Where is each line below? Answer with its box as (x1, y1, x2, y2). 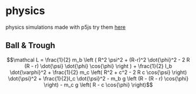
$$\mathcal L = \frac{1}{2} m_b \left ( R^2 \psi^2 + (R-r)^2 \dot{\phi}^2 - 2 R (6, 56, 190, 63)
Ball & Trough (5, 41, 55, 51)
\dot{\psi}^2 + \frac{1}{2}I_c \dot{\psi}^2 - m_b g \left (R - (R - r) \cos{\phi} (8, 75, 189, 82)
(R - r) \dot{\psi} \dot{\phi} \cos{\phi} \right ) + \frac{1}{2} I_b (24, 62, 172, 69)
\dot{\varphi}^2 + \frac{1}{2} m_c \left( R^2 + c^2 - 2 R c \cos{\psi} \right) (9, 69, 187, 76)
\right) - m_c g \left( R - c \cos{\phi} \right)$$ (43, 81, 154, 88)
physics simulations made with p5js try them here (5, 23, 126, 31)
